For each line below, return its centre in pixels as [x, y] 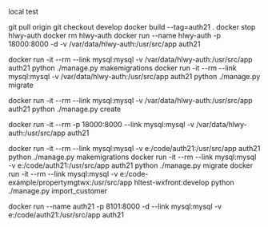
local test [23, 12]
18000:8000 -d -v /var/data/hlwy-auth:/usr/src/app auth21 [104, 44]
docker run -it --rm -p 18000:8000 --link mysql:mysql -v [101, 124]
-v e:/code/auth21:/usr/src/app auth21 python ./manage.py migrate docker [131, 165]
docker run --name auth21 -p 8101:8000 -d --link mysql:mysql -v [115, 206]
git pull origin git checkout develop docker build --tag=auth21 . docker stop [132, 27]
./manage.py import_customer [58, 191]
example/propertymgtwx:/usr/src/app [70, 182]
